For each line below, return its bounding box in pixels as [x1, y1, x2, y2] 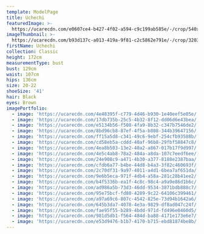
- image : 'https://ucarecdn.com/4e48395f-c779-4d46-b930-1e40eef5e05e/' [12, 111, 200, 117]
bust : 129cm [6, 65, 36, 72]
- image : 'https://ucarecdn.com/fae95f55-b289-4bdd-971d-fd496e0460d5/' [12, 207, 200, 213]
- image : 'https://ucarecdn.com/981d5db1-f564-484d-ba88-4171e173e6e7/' [12, 213, 200, 219]
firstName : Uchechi [6, 43, 56, 49]
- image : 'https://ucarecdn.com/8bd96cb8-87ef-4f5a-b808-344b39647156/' [12, 128, 200, 134]
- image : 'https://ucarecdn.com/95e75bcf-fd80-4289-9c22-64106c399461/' [12, 190, 200, 196]
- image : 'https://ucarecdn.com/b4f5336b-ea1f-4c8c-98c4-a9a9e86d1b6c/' [12, 179, 200, 185]
